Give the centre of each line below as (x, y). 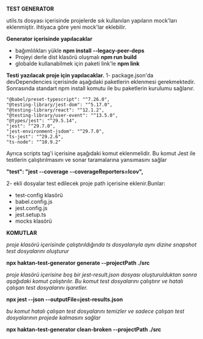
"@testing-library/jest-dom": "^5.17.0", (60, 105)
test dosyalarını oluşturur (38, 251)
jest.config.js (31, 208)
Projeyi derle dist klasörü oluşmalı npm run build (76, 57)
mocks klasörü (33, 221)
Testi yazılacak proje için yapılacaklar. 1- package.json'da (80, 75)
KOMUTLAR (22, 233)
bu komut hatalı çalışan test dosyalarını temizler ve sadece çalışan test (95, 311)
